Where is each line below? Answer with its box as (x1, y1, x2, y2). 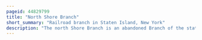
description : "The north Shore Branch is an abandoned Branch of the (6, 25, 185, 31)
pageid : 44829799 (6, 8, 50, 15)
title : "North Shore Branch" (6, 14, 79, 20)
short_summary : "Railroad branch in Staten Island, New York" (6, 19, 165, 25)
